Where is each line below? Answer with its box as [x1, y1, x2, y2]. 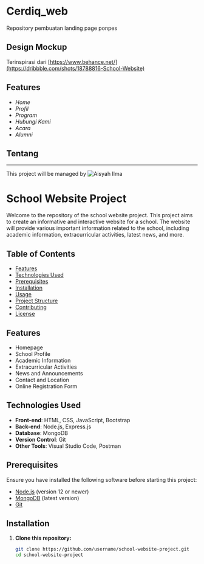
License [15, 310, 35, 318]
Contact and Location [15, 376, 70, 383]
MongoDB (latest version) [15, 494, 80, 501]
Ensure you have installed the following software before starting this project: [6, 476, 197, 483]
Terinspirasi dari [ [6, 58, 50, 65]
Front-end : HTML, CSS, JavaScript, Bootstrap [15, 416, 131, 423]
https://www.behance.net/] [49, 58, 118, 65]
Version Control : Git [15, 436, 66, 443]
